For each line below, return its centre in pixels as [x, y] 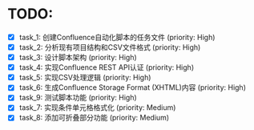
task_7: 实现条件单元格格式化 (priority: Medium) [97, 108]
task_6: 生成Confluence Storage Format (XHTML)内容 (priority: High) [132, 87]
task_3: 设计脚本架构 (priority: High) [78, 58]
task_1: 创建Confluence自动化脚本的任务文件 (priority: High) [117, 37]
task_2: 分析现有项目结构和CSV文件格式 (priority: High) [110, 47]
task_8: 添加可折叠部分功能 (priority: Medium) [94, 118]
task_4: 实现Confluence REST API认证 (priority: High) [106, 67]
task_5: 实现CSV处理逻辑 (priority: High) [85, 78]
